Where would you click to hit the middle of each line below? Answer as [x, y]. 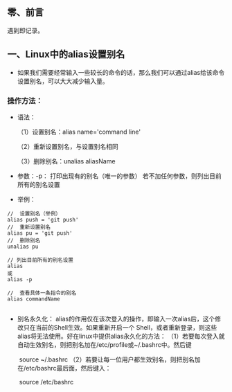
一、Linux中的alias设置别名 [66, 54]
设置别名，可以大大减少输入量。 [63, 81]
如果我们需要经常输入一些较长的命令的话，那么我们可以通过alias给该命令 [121, 72]
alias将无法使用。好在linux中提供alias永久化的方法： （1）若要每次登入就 [121, 336]
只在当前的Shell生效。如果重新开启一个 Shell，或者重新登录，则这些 [120, 327]
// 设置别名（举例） [34, 213]
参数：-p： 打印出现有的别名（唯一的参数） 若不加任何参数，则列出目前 [119, 176]
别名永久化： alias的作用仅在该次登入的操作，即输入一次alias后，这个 [116, 319]
